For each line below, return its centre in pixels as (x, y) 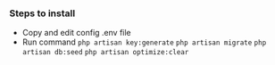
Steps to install (42, 13)
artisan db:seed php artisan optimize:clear (105, 53)
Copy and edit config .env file (76, 33)
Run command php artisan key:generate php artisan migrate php (144, 42)
